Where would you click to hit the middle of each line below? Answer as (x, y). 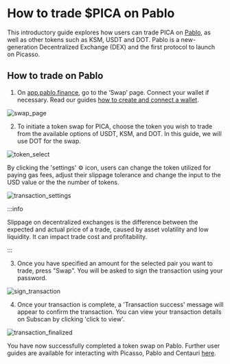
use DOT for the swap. (49, 141)
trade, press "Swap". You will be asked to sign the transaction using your (120, 271)
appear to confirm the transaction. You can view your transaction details (119, 312)
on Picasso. (24, 54)
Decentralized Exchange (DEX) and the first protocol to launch (127, 47)
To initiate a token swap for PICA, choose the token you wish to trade (115, 126)
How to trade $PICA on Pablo (91, 13)
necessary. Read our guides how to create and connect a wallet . (108, 100)
